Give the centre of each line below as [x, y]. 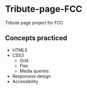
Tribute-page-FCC [44, 9]
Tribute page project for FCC [34, 23]
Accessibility [25, 81]
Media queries [34, 71]
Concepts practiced [36, 38]
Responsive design [31, 76]
